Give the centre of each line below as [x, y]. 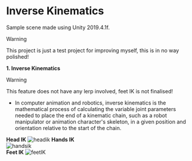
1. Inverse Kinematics [33, 68]
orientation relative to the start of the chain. [68, 128]
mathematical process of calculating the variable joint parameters [95, 109]
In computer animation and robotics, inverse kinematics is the [90, 103]
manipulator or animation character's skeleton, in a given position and [100, 121]
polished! [18, 56]
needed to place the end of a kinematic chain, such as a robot [91, 115]
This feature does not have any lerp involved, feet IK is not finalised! [89, 91]
